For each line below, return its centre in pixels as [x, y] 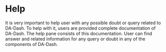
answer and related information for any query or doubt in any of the [75, 39]
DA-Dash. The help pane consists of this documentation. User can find [79, 33]
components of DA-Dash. [32, 44]
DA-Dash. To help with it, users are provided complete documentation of [80, 28]
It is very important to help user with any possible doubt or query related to [83, 23]
